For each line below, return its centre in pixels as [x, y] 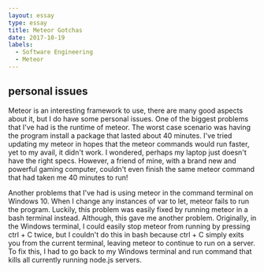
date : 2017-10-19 [37, 37]
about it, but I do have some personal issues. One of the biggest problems [128, 118]
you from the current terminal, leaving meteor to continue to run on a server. [132, 243]
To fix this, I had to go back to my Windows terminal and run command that [130, 251]
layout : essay [32, 15]
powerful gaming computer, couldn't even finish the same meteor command [131, 169]
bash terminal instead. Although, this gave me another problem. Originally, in [132, 218]
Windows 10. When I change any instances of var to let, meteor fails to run [129, 201]
